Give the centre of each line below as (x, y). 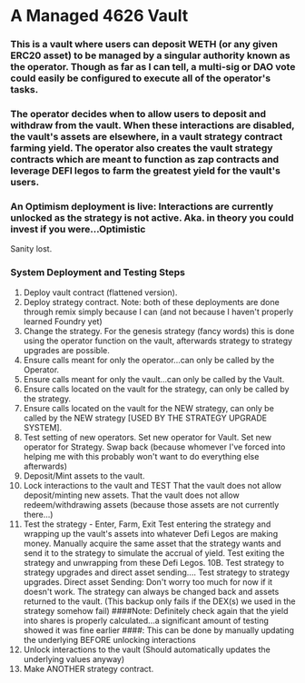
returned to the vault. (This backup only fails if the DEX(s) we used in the (159, 601)
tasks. (25, 90)
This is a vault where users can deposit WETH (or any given (144, 45)
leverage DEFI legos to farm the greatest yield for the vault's (145, 171)
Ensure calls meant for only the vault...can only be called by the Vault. (154, 379)
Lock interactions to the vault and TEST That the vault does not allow (152, 485)
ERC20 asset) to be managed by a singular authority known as (150, 55)
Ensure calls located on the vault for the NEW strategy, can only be (149, 408)
